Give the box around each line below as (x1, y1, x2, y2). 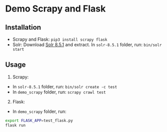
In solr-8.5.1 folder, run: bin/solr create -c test (12, 83, 117, 89)
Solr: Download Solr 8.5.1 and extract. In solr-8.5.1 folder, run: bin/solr (12, 42, 162, 48)
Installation (5, 23, 41, 32)
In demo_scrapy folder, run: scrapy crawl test (12, 89, 106, 95)
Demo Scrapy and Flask (5, 3, 106, 15)
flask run (5, 122, 26, 128)
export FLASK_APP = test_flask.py (5, 118, 73, 123)
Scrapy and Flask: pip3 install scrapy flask (12, 36, 108, 42)
